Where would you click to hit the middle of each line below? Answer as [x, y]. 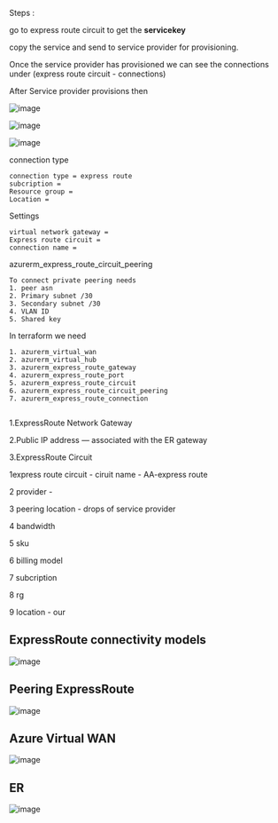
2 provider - [31, 491]
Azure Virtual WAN [63, 739]
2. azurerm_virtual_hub [53, 360]
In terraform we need [48, 336]
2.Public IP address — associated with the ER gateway [108, 440]
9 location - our [38, 612]
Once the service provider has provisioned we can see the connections [139, 64]
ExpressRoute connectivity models [108, 640]
